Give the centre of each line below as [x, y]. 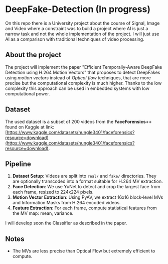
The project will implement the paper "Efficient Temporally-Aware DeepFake [84, 67]
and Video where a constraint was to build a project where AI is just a [77, 28]
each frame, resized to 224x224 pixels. [53, 192]
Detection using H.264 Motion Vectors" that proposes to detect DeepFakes [83, 72]
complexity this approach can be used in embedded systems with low [77, 88]
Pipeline [18, 164]
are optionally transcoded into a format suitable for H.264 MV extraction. [88, 181]
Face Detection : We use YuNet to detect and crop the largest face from [86, 187]
